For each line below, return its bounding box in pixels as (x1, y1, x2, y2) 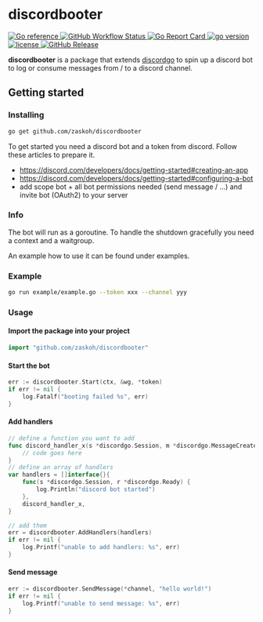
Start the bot (8, 361, 50, 370)
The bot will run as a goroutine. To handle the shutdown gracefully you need (8, 227, 254, 237)
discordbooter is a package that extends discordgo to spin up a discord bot (8, 55, 253, 64)
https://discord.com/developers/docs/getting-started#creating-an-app (19, 165, 249, 174)
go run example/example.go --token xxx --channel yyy (8, 289, 188, 296)
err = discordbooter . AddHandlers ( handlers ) (8, 529, 153, 537)
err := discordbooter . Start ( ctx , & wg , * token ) (8, 378, 163, 386)
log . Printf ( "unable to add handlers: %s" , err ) (22, 544, 180, 551)
